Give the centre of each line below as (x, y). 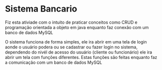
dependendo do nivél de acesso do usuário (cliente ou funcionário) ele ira (79, 52)
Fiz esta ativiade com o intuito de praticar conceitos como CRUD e (71, 22)
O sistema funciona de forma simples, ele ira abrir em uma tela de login (76, 42)
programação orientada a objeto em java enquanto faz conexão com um (77, 27)
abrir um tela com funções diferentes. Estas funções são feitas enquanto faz (81, 57)
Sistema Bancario (41, 9)
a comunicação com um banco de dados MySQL (54, 62)
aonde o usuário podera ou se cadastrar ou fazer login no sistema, (71, 47)
